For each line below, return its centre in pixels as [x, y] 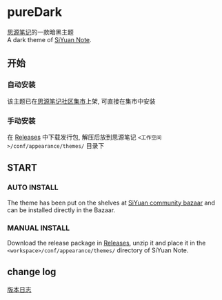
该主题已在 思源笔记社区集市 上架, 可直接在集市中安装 [81, 101]
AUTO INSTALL [33, 187]
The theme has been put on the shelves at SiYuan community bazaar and [111, 203]
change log [32, 272]
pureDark [35, 12]
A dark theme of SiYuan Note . [49, 39]
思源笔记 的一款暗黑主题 [40, 32]
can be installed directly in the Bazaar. [61, 210]
